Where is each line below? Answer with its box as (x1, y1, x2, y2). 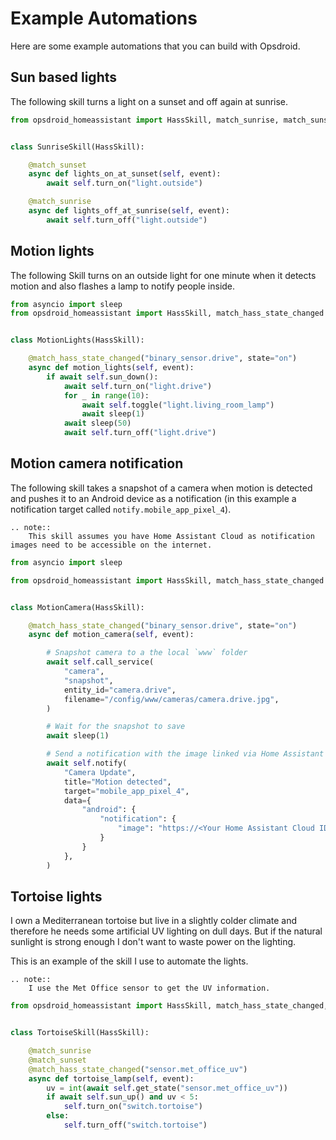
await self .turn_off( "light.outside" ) (46, 215, 208, 225)
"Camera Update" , (63, 767, 137, 777)
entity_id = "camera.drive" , (63, 685, 177, 695)
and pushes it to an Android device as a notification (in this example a (10, 492, 297, 504)
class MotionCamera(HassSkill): (10, 602, 145, 612)
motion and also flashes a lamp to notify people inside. (10, 280, 236, 292)
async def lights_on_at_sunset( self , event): (28, 169, 222, 179)
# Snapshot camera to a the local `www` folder (46, 648, 248, 658)
